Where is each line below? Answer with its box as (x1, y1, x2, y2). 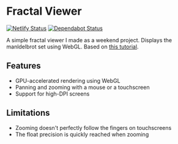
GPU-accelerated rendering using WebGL (15, 77, 121, 84)
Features (6, 61, 41, 71)
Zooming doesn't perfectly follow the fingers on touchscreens (15, 124, 172, 131)
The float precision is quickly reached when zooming (15, 131, 149, 138)
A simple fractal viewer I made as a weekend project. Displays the (6, 36, 172, 44)
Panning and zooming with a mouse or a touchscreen (15, 83, 150, 91)
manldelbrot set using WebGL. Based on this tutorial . (6, 43, 139, 50)
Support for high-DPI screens (15, 90, 90, 97)
